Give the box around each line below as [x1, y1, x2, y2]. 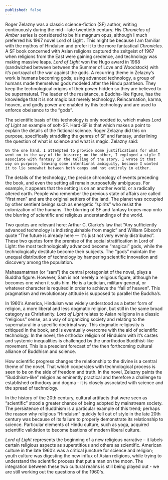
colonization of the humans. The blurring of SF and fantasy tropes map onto [5, 206, 162, 212]
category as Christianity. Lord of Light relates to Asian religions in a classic [5, 311, 159, 317]
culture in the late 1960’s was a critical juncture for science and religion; [5, 447, 153, 453]
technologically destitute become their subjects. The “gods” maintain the [5, 248, 156, 255]
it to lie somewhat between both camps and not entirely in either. [5, 165, 151, 170]
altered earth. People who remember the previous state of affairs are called [5, 190, 161, 197]
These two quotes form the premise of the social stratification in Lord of [5, 237, 154, 244]
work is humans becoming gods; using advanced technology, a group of [5, 75, 155, 81]
